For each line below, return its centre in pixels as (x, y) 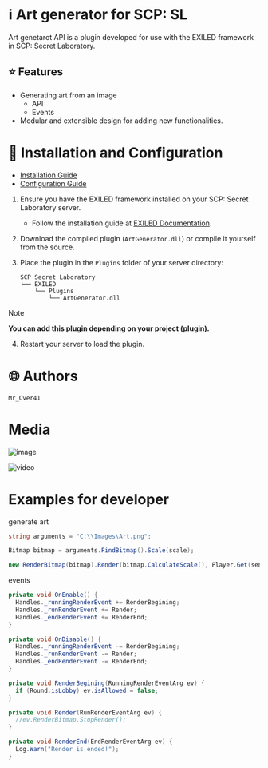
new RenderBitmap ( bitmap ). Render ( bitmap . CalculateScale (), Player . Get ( (130, 565)
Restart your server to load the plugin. (82, 344)
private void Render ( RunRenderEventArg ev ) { (85, 712)
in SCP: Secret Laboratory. (52, 46)
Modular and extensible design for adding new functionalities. (121, 121)
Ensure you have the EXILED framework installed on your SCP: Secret (134, 199)
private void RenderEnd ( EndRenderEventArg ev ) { (91, 742)
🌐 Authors (43, 376)
